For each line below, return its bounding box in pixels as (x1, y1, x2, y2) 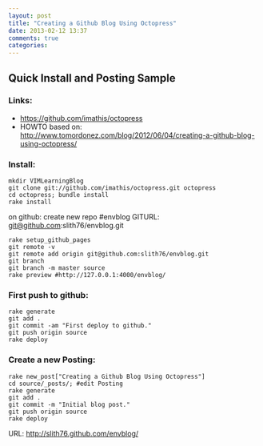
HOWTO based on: (19, 122, 82, 131)
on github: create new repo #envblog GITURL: (8, 212, 160, 222)
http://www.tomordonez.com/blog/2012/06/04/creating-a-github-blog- (19, 130, 255, 140)
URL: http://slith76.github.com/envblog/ (8, 428, 139, 438)
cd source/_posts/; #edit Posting (8, 380, 124, 388)
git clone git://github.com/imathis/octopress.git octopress (8, 184, 217, 192)
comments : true (8, 34, 59, 42)
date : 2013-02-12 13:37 (8, 26, 88, 34)
